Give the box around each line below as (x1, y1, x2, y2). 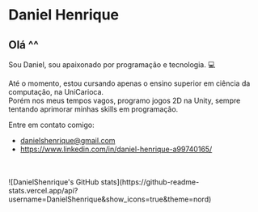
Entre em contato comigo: (8, 120, 95, 129)
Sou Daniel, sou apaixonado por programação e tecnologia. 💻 (8, 60, 216, 70)
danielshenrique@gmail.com (19, 136, 116, 145)
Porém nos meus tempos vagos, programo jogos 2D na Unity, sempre (8, 95, 241, 105)
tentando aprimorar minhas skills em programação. (8, 104, 179, 114)
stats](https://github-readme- (100, 177, 200, 187)
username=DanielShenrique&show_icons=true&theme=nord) (8, 194, 212, 204)
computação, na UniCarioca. (8, 87, 104, 96)
